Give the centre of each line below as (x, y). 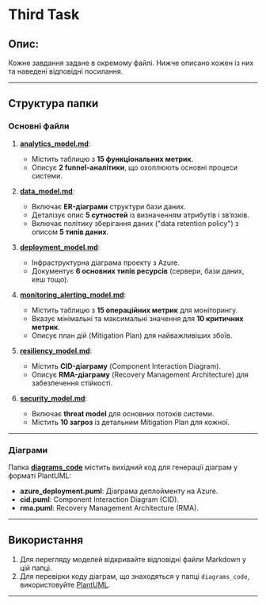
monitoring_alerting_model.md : (73, 294)
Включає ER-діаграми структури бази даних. (108, 206)
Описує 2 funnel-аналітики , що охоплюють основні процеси (134, 167)
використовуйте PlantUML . (65, 584)
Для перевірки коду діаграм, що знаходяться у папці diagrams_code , (135, 576)
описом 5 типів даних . (70, 232)
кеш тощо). (50, 279)
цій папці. (36, 568)
